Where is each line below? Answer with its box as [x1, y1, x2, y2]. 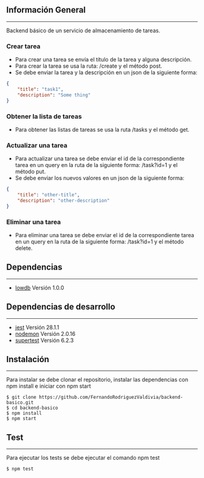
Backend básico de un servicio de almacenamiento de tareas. [6, 27, 161, 34]
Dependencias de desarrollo [6, 302, 115, 312]
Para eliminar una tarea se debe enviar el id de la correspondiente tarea [15, 232, 194, 238]
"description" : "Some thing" [17, 91, 91, 98]
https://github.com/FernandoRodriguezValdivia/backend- [38, 394, 183, 401]
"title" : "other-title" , [17, 192, 80, 198]
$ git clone [6, 394, 36, 401]
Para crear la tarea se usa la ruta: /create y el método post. [15, 62, 163, 70]
